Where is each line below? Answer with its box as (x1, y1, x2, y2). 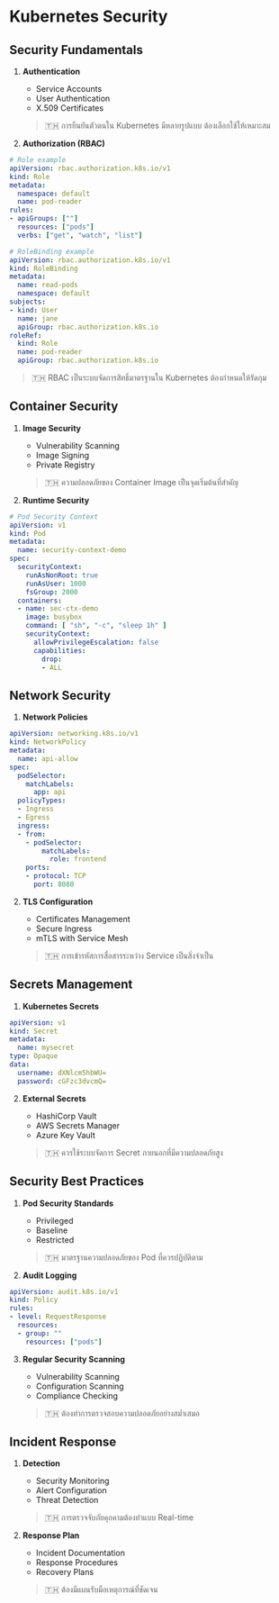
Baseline (35, 1225, 68, 1236)
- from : (17, 829, 47, 838)
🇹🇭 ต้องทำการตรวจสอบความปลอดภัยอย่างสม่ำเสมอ (44, 1408, 200, 1418)
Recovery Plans (35, 1567, 94, 1578)
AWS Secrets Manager (35, 1119, 120, 1131)
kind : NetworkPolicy (9, 738, 87, 747)
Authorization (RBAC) (22, 138, 105, 149)
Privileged (35, 1215, 74, 1226)
